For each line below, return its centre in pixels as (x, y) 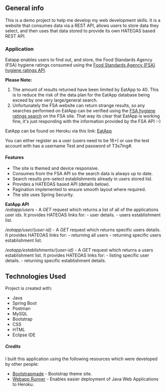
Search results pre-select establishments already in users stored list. (82, 179)
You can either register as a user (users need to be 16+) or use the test (77, 141)
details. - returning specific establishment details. (56, 261)
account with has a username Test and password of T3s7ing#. (69, 146)
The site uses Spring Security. (43, 195)
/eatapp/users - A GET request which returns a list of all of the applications (82, 210)
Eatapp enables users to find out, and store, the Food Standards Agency (79, 60)
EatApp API (17, 204)
